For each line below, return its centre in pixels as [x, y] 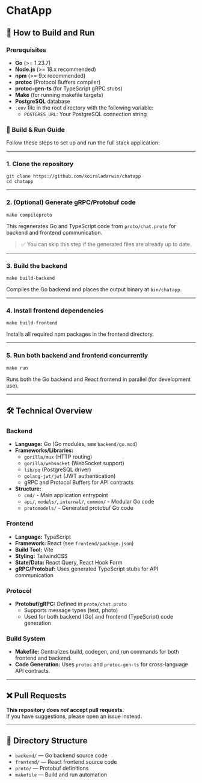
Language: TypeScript [43, 537]
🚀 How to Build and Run [50, 33]
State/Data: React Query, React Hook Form [69, 562]
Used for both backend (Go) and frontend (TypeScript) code [98, 616]
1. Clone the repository [40, 164]
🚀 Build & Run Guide [35, 129]
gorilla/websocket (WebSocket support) [74, 463]
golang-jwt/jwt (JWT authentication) [70, 476]
